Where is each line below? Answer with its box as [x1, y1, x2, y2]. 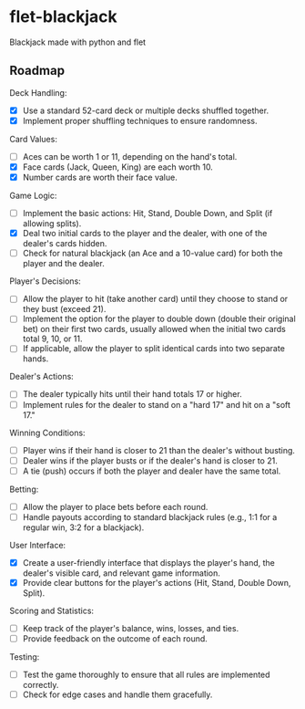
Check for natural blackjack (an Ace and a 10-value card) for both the [22, 248, 283, 259]
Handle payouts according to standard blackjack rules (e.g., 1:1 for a [22, 511, 278, 522]
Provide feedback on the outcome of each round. [22, 633, 208, 644]
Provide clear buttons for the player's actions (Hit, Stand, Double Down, [22, 577, 291, 588]
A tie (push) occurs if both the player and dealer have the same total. [22, 465, 281, 476]
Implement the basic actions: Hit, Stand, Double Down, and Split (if [22, 208, 273, 219]
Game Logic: [9, 190, 57, 202]
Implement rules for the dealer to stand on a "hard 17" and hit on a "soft [22, 399, 291, 410]
